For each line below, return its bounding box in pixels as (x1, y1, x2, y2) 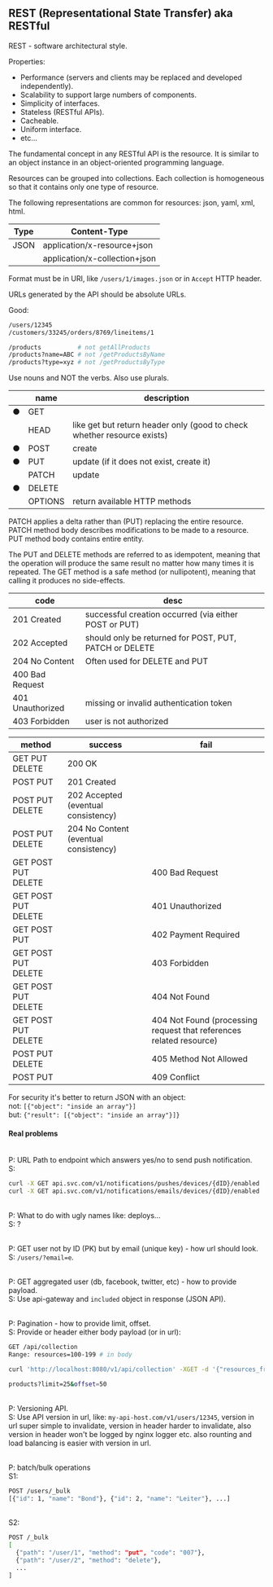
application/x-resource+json (42, 240, 153, 251)
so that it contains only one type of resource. (8, 182, 159, 191)
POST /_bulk (8, 1533, 49, 1542)
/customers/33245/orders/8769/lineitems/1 (8, 328, 154, 336)
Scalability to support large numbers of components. (19, 90, 197, 99)
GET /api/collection (8, 1343, 79, 1352)
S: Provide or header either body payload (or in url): (8, 1327, 181, 1337)
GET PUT (12, 753, 48, 764)
